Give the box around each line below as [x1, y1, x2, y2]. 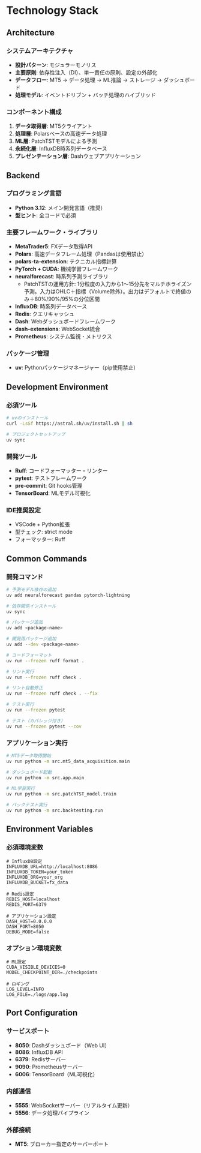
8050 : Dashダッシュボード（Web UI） [14, 1041, 110, 1049]
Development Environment [6, 382, 109, 392]
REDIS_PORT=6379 [6, 901, 47, 908]
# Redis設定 [6, 891, 34, 897]
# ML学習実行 [6, 785, 35, 792]
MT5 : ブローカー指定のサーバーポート [14, 1140, 109, 1148]
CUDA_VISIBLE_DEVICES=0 [6, 964, 66, 970]
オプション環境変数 [6, 944, 62, 952]
